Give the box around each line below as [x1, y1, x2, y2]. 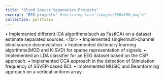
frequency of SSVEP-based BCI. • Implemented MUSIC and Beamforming [5, 63, 159, 69]
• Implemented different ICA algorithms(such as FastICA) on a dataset [5, 31, 151, 37]
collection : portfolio [5, 17, 53, 22]
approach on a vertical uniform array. [5, 69, 83, 75]
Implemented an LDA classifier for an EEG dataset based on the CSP [5, 52, 148, 59]
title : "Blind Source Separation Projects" [5, 7, 99, 13]
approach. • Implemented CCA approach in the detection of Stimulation [5, 58, 155, 64]
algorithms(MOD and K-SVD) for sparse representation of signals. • [5, 47, 146, 54]
